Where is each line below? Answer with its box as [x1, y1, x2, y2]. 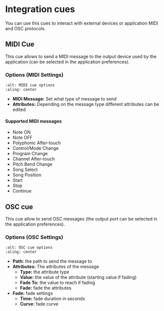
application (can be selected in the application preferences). [5, 59, 130, 65]
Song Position [12, 172, 42, 178]
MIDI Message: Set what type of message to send [12, 96, 117, 102]
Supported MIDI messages [5, 118, 62, 124]
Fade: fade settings [12, 290, 53, 296]
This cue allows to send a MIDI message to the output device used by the [5, 53, 157, 59]
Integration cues [5, 4, 75, 15]
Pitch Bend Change [12, 161, 53, 167]
